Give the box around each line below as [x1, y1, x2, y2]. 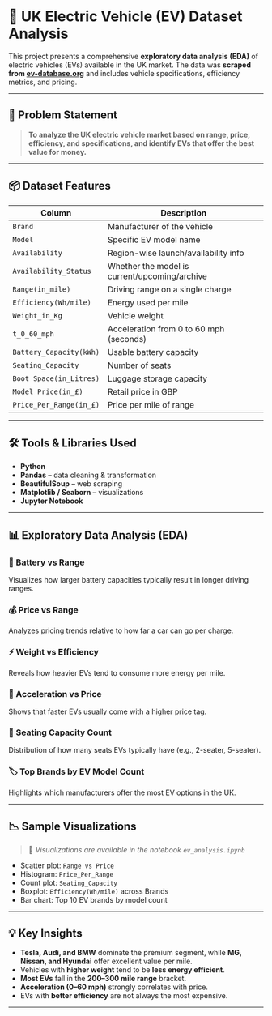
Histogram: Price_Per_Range [19, 869, 114, 879]
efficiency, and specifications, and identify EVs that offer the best [28, 138, 255, 148]
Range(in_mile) [12, 284, 71, 294]
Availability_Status [12, 267, 91, 275]
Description [160, 207, 207, 218]
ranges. [8, 583, 34, 594]
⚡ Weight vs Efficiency [8, 647, 100, 658]
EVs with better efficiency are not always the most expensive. [19, 991, 228, 1001]
